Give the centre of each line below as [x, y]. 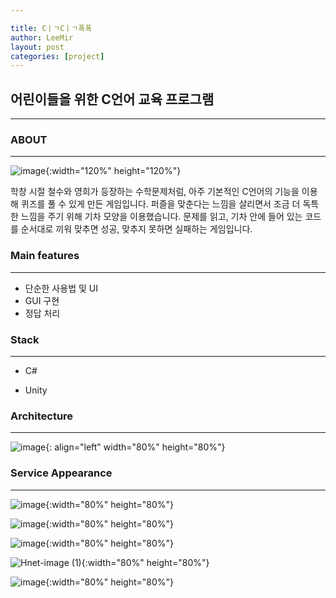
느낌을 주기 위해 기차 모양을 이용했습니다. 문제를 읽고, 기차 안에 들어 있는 [161, 217]
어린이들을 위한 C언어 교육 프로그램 [112, 99]
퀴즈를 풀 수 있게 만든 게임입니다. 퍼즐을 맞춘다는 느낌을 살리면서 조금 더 [160, 204]
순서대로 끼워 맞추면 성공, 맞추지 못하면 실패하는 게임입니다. [136, 229]
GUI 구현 [42, 300]
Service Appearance [61, 473]
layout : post [37, 47]
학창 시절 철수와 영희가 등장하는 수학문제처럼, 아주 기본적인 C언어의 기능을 [155, 192]
